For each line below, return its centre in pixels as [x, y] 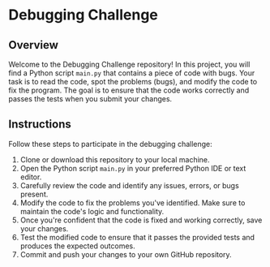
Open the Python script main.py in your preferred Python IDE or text [133, 168]
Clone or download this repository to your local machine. [115, 159]
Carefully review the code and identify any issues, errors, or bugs [129, 185]
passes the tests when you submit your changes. [90, 99]
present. [34, 194]
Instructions [40, 125]
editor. [31, 177]
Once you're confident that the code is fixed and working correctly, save [141, 220]
